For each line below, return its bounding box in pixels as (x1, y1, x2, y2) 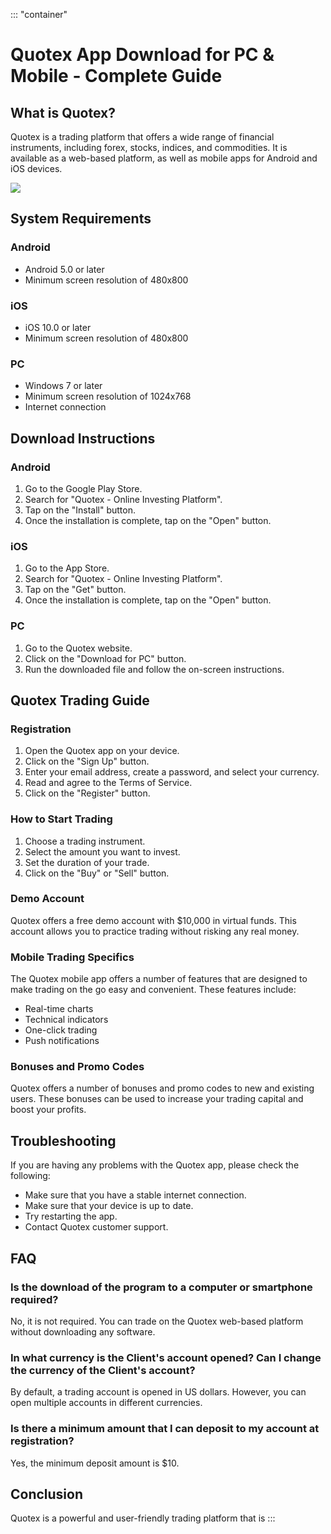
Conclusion (10, 1485, 84, 1503)
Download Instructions (10, 430, 156, 447)
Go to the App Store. (24, 562, 110, 574)
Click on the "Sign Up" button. (24, 755, 150, 768)
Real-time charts (24, 1003, 94, 1015)
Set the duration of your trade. (24, 856, 150, 868)
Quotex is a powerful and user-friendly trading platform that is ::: (10, 1512, 276, 1524)
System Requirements (10, 210, 152, 228)
